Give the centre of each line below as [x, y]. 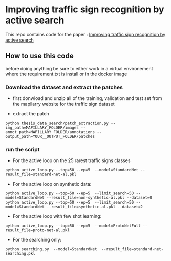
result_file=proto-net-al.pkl [38, 230]
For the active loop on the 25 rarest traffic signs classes [71, 160]
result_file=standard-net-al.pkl [41, 175]
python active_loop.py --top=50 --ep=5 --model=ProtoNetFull [73, 226]
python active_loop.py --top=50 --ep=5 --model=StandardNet [72, 170]
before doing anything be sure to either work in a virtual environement [79, 68]
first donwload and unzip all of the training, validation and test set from [87, 98]
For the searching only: [37, 240]
